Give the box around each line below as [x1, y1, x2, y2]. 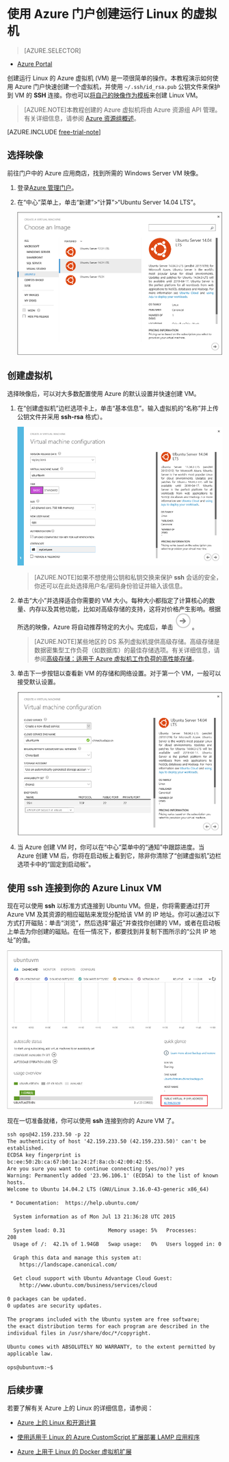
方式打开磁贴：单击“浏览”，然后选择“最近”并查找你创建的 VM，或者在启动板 [7, 919, 221, 927]
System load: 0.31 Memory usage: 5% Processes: [13, 1227, 197, 1234]
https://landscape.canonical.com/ [19, 1261, 118, 1268]
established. [7, 1145, 44, 1152]
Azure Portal [16, 60, 53, 68]
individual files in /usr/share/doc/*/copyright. [7, 1330, 152, 1337]
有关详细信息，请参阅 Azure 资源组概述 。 [23, 114, 140, 122]
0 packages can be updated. [7, 1296, 87, 1302]
